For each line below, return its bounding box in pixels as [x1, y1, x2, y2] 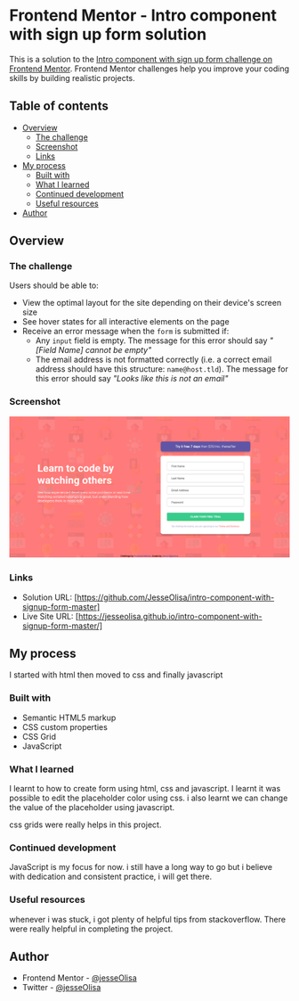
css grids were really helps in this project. [9, 819, 162, 830]
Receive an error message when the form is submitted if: [21, 326, 230, 337]
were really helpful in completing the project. [9, 923, 174, 934]
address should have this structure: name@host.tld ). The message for [35, 364, 289, 374]
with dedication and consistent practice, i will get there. [9, 871, 212, 882]
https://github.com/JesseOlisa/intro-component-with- [77, 592, 275, 603]
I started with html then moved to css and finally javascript [9, 669, 223, 680]
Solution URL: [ [21, 592, 77, 603]
